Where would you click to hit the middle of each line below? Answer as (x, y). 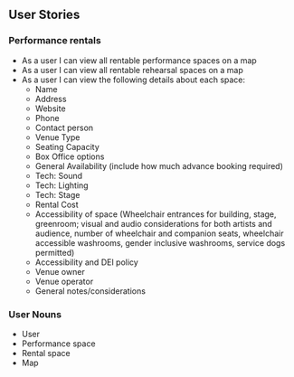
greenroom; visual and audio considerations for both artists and (153, 223)
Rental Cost (57, 204)
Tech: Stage (57, 194)
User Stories (44, 15)
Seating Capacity (67, 146)
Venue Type (57, 137)
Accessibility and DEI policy (87, 262)
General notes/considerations (90, 291)
